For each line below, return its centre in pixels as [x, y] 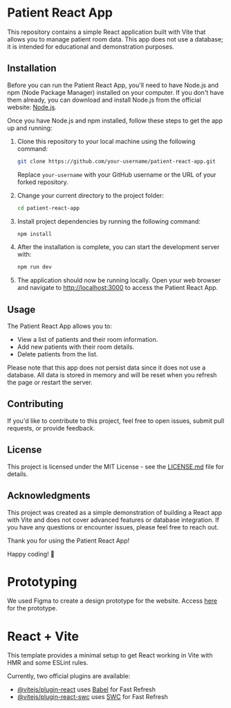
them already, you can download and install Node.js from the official [104, 100]
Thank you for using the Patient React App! [68, 541]
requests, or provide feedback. [51, 428]
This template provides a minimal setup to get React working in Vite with [110, 655]
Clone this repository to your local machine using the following [106, 141]
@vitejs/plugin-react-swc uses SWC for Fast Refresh [92, 697]
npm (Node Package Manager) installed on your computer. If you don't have [115, 92]
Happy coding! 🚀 [31, 554]
